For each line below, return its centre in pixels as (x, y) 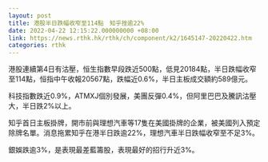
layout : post (30, 16)
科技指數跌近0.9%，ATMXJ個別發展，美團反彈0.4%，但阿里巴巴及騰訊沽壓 (132, 96)
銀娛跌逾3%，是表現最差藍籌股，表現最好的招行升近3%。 (104, 150)
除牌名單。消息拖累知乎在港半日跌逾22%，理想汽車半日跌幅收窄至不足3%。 (134, 133)
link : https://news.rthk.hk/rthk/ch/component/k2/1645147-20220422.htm (130, 38)
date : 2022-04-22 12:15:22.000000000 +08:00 (84, 30)
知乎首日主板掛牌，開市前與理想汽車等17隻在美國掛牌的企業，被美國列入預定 (134, 123)
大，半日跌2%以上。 (42, 106)
